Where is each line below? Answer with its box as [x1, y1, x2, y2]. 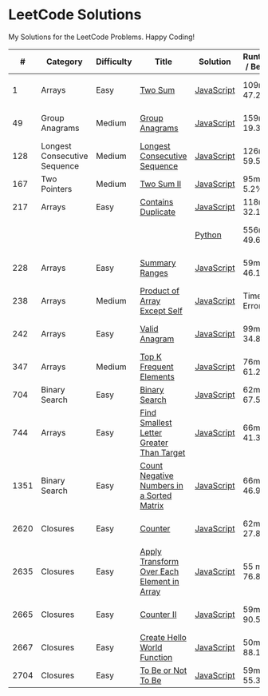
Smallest [139, 417, 172, 428]
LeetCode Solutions [8, 6, 142, 24]
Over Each [139, 566, 179, 577]
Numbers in [139, 479, 183, 491]
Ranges [139, 267, 169, 278]
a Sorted [139, 490, 172, 501]
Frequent [139, 361, 174, 372]
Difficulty [95, 56, 132, 67]
